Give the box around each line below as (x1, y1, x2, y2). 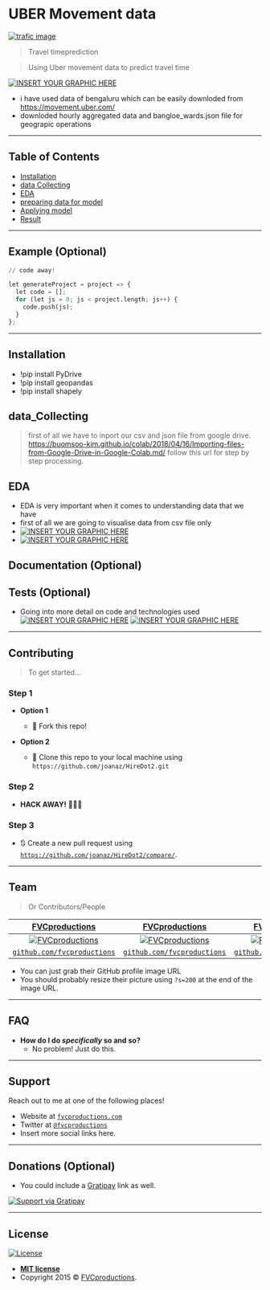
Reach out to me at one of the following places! (8, 1096, 165, 1105)
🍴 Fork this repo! (31, 721, 87, 731)
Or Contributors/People (27, 901, 106, 912)
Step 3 (8, 819, 35, 831)
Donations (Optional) (8, 1159, 116, 1173)
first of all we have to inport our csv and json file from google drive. (27, 431, 252, 440)
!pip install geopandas (19, 378, 94, 387)
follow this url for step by (167, 447, 250, 458)
